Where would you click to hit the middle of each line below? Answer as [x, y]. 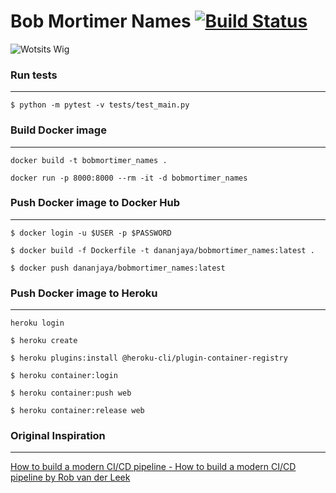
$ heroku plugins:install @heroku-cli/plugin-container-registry [149, 358]
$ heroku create [44, 341]
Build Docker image [58, 130]
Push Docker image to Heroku [84, 293]
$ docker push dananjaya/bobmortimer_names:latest [118, 268]
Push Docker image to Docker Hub [95, 203]
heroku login [37, 323]
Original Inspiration [58, 436]
